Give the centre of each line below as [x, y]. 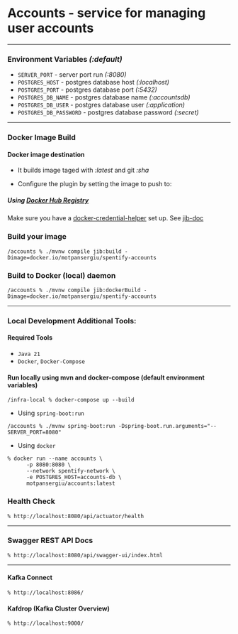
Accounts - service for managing [107, 13]
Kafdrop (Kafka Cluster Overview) [58, 608]
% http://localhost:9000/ [45, 623]
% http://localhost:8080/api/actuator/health [75, 516]
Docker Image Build [42, 138]
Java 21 [29, 354]
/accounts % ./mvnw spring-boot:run [61, 426]
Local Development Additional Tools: [72, 321]
